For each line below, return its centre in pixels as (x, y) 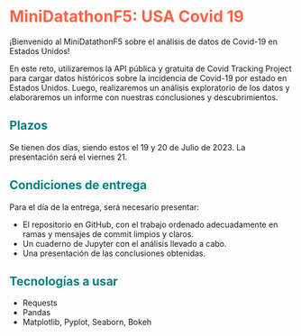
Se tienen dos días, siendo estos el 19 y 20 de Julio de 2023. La (128, 147)
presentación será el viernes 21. (68, 157)
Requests (40, 303)
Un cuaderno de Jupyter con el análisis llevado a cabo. (124, 243)
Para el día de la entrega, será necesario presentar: (105, 207)
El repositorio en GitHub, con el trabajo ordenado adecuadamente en (150, 224)
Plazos (28, 126)
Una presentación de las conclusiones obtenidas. (114, 253)
